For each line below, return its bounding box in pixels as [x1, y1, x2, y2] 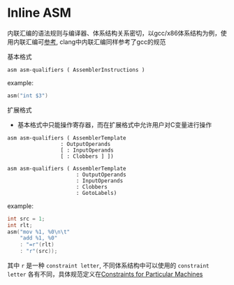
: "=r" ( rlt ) [20, 241, 54, 249]
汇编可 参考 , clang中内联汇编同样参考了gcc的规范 [25, 37, 166, 46]
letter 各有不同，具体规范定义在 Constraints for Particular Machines [7, 270, 203, 279]
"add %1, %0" [20, 235, 58, 242]
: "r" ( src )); [20, 248, 58, 255]
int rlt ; [7, 221, 33, 228]
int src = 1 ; [7, 215, 45, 222]
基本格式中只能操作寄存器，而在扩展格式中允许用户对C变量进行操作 [17, 120, 212, 129]
